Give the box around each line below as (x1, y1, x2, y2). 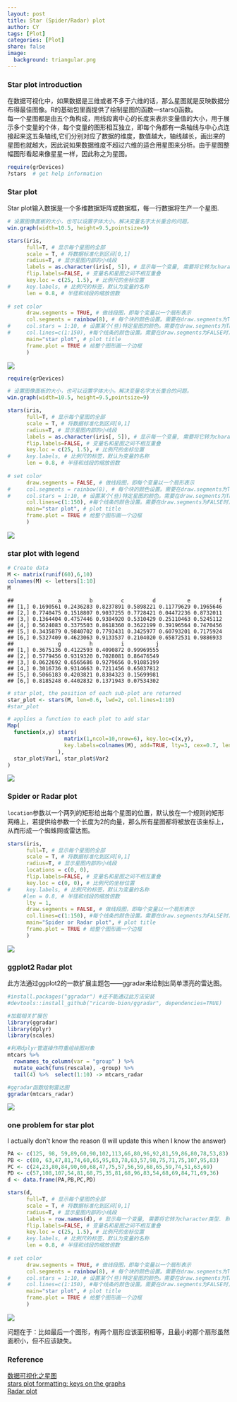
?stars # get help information (7, 170, 102, 177)
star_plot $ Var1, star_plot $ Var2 (13, 755, 109, 762)
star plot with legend (7, 548, 80, 558)
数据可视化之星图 (7, 1372, 57, 1380)
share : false (7, 43, 46, 50)
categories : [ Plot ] (7, 37, 65, 44)
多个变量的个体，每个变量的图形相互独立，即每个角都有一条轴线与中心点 (13, 123, 224, 131)
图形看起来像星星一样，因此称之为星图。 (13, 150, 131, 158)
